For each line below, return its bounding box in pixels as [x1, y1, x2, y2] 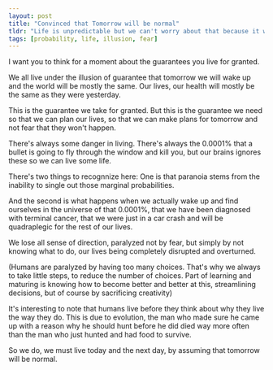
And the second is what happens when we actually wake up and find [8, 196, 239, 206]
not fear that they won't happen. [8, 123, 116, 133]
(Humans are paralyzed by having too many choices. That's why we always [8, 262, 262, 272]
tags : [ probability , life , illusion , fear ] [8, 34, 158, 43]
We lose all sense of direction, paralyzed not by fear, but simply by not [8, 237, 245, 248]
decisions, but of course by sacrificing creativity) [8, 288, 173, 298]
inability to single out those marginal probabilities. [8, 181, 175, 190]
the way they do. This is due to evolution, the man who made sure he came [8, 312, 260, 322]
